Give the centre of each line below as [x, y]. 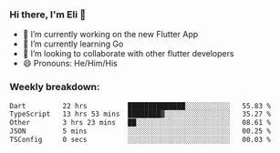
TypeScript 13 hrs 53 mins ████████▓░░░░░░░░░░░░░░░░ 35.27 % [140, 114]
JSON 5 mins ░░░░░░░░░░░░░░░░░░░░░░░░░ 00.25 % [140, 131]
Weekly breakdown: [55, 87]
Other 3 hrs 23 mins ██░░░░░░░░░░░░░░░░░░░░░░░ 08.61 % [140, 123]
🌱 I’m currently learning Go [73, 44]
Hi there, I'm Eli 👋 [48, 15]
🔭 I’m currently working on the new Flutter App [110, 35]
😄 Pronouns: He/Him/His [70, 64]
